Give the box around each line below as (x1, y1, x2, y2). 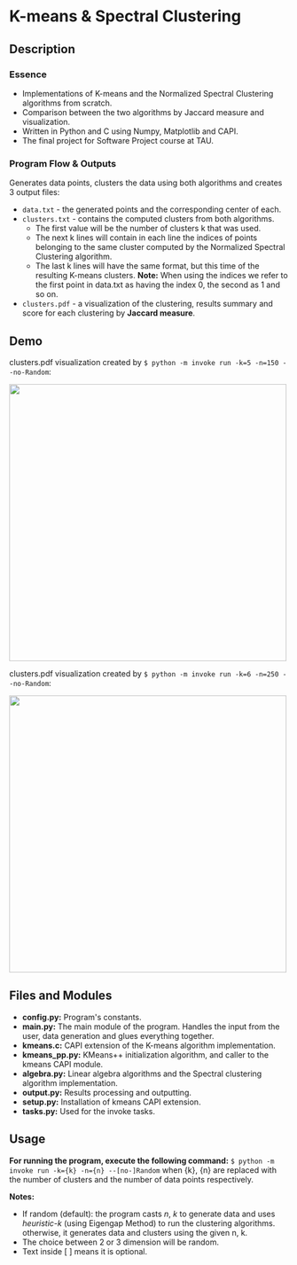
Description (9, 42, 75, 57)
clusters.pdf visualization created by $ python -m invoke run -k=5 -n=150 (9, 356, 279, 367)
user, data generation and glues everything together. (21, 1030, 215, 1041)
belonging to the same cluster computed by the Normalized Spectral (35, 242, 285, 253)
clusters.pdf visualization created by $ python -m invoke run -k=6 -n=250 (9, 668, 279, 679)
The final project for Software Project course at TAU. (21, 135, 215, 145)
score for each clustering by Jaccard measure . (21, 308, 196, 318)
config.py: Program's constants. (21, 1011, 142, 1022)
